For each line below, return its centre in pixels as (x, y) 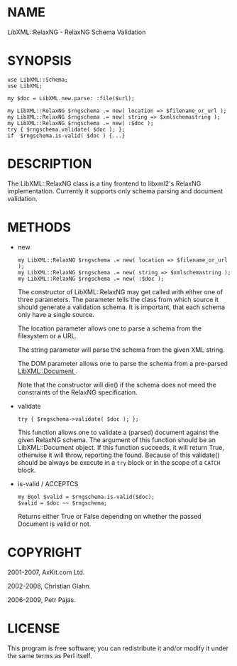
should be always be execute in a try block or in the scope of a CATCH (119, 462)
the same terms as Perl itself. (50, 655)
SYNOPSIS (40, 61)
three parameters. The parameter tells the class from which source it (118, 299)
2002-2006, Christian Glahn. (49, 586)
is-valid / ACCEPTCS (48, 483)
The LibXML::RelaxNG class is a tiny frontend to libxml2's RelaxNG (104, 183)
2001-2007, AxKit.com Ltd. (46, 572)
